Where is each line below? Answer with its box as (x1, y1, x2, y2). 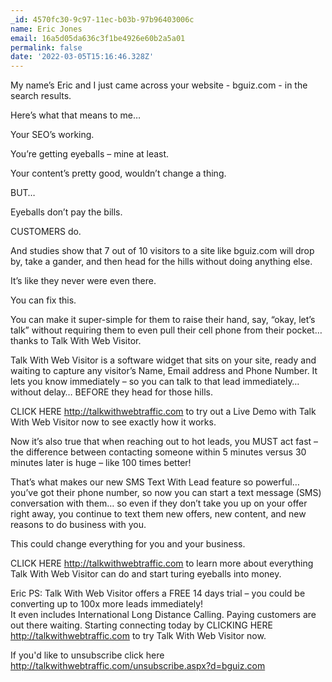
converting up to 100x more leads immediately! (10, 598, 204, 610)
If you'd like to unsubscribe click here (10, 649, 165, 661)
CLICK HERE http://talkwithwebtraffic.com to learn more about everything (10, 557, 314, 570)
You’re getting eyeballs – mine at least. (10, 148, 170, 160)
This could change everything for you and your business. (10, 538, 246, 550)
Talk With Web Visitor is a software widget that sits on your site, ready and (10, 354, 317, 366)
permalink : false (10, 42, 83, 53)
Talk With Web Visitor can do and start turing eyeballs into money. (10, 568, 282, 580)
